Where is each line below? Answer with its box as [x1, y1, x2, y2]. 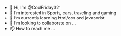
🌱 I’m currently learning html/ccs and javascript [9, 15, 105, 20]
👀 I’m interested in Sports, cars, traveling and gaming [9, 10, 117, 16]
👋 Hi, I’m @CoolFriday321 [9, 5, 61, 10]
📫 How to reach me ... [9, 26, 55, 31]
